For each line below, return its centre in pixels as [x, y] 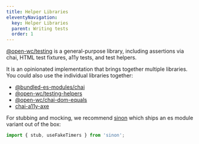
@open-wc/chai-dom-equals [51, 100]
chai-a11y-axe [32, 106]
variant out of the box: [34, 124]
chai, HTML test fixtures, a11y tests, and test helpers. [72, 58]
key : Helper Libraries [40, 23]
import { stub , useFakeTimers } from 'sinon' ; [66, 136]
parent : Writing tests [40, 28]
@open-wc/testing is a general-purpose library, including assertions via [95, 51]
